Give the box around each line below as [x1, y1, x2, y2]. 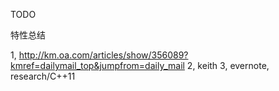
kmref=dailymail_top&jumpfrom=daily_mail [10, 60, 185, 71]
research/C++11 [10, 70, 76, 82]
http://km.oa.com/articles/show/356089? [18, 49, 189, 61]
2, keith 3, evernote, [186, 60, 270, 71]
